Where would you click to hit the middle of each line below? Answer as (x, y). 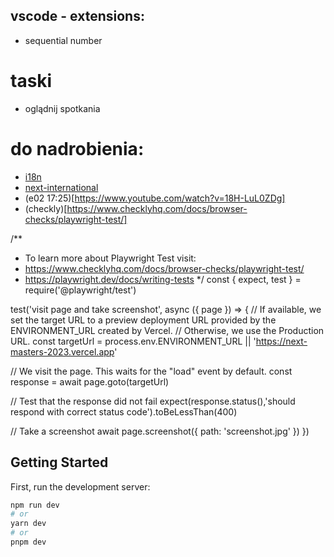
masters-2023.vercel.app (62, 351)
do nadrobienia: (77, 148)
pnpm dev (28, 542)
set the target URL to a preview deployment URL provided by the (143, 320)
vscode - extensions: (77, 16)
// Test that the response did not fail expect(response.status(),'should (153, 401)
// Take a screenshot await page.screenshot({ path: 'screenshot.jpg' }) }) (160, 431)
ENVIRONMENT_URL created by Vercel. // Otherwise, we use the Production (167, 330)
